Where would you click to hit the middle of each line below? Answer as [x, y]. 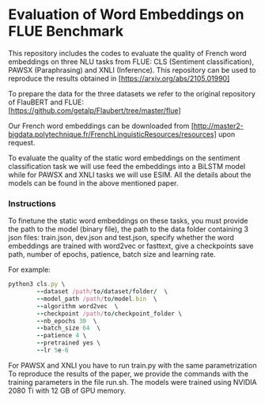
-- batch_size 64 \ [69, 328]
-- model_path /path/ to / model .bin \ [97, 299]
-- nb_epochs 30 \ [67, 321]
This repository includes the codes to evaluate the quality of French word [127, 53]
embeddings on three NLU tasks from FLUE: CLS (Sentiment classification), [131, 62]
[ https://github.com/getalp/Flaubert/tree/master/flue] [95, 110]
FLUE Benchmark [66, 31]
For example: [30, 269]
